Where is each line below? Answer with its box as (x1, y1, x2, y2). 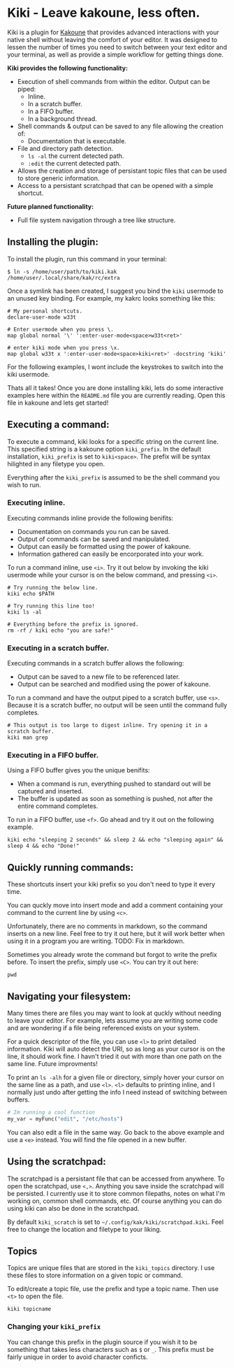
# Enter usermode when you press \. (7, 326, 114, 333)
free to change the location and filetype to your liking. (7, 1225, 162, 1233)
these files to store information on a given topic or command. (7, 1271, 183, 1280)
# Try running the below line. (7, 584, 98, 591)
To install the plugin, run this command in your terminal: (7, 254, 168, 263)
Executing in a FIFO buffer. (7, 750, 99, 760)
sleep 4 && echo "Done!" (7, 842, 80, 850)
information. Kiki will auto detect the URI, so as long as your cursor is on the (7, 1045, 226, 1053)
